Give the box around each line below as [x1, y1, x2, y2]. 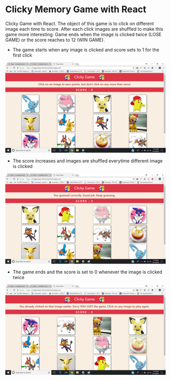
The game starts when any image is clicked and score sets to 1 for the [12, 46, 159, 53]
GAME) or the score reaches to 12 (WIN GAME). [5, 37, 105, 43]
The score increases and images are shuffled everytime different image [12, 157, 163, 164]
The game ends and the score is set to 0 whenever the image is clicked [12, 269, 162, 275]
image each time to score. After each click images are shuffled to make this [5, 26, 164, 32]
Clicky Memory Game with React [5, 4, 147, 15]
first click [12, 52, 33, 58]
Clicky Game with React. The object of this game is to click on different [5, 20, 154, 27]
